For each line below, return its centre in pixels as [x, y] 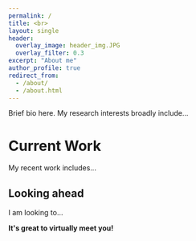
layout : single [34, 31]
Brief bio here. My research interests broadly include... [98, 113]
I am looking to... [36, 213]
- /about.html [39, 90]
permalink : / [30, 16]
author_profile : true [45, 68]
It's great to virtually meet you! [61, 228]
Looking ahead [46, 193]
